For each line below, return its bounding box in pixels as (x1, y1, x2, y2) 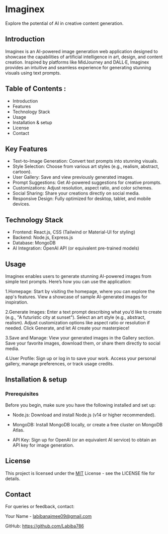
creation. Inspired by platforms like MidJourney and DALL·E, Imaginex (5, 59, 149, 65)
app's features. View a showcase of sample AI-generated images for (5, 294, 147, 300)
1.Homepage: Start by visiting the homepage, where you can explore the (5, 288, 155, 294)
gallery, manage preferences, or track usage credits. (5, 361, 114, 367)
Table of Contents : (5, 84, 66, 93)
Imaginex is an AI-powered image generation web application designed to (5, 48, 158, 54)
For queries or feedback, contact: (5, 504, 74, 510)
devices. (12, 201, 31, 207)
